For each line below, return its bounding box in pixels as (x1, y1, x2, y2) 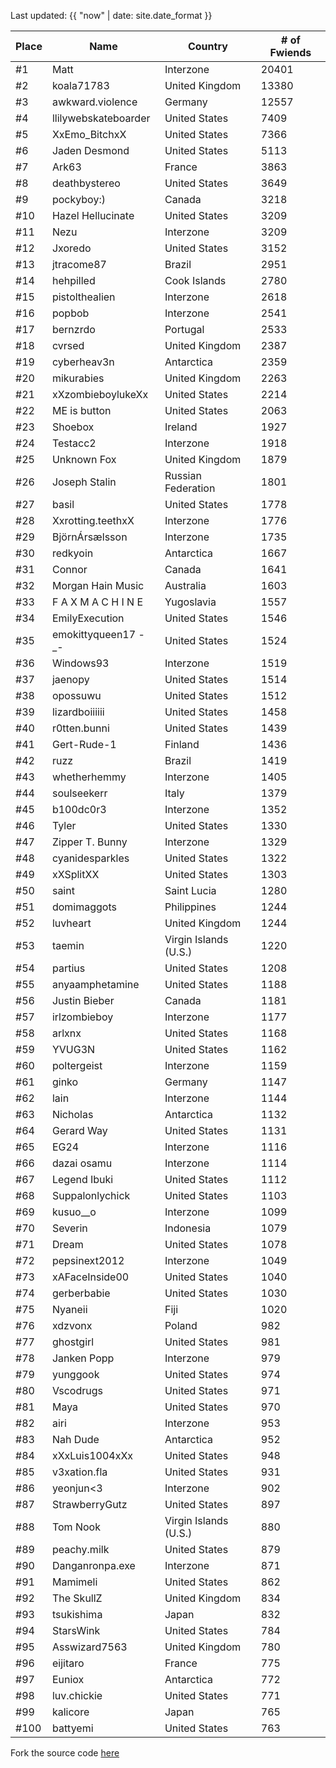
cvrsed (51, 339, 85, 352)
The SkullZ (51, 1591, 103, 1605)
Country (187, 40, 228, 53)
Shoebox (51, 420, 95, 434)
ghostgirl (51, 1335, 95, 1349)
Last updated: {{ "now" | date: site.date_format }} (10, 10, 213, 21)
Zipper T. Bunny (51, 835, 128, 849)
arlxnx (51, 1026, 82, 1040)
